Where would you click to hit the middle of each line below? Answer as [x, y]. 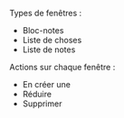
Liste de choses [52, 40]
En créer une [46, 84]
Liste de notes [49, 50]
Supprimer [42, 104]
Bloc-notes [43, 30]
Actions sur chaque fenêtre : [62, 67]
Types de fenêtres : [46, 13]
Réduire [37, 94]
